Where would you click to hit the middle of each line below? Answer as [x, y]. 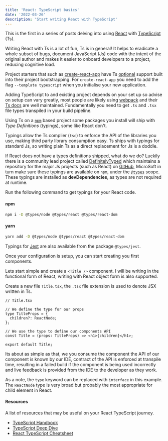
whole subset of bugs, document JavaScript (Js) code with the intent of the [83, 54]
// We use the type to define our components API [58, 331]
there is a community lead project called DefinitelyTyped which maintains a [83, 161]
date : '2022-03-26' [26, 15]
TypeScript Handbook [35, 422]
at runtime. [16, 183]
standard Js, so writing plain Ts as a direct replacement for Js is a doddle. [81, 146]
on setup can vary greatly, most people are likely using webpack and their [81, 100]
